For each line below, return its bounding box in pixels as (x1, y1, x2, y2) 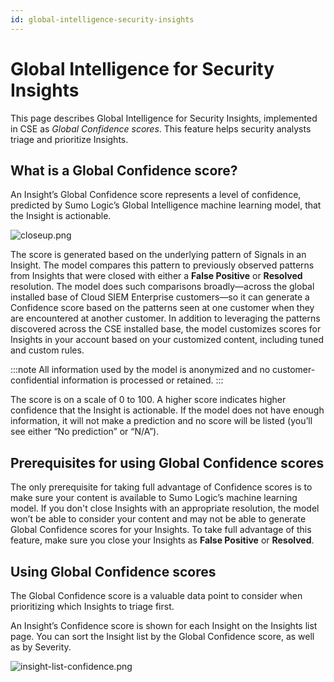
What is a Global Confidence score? (10, 162, 238, 179)
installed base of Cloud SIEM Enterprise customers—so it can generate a (10, 291, 310, 303)
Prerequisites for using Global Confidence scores (10, 454, 325, 471)
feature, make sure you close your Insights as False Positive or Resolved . (10, 534, 315, 546)
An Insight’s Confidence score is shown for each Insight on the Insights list (10, 620, 318, 631)
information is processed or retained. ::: (61, 374, 224, 386)
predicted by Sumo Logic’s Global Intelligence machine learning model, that (10, 199, 322, 211)
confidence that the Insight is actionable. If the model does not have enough (10, 404, 325, 416)
